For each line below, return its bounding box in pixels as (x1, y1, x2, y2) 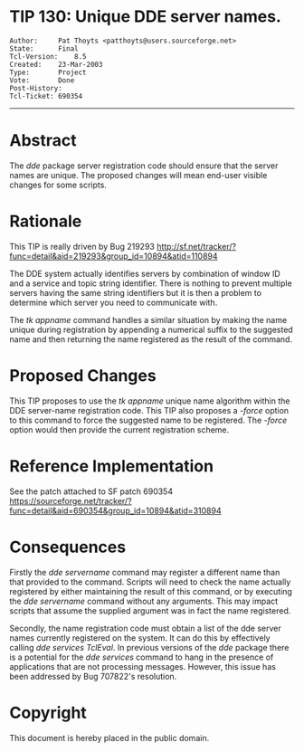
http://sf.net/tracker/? (157, 241, 237, 252)
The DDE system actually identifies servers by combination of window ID (9, 268, 280, 279)
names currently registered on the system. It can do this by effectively (9, 632, 271, 643)
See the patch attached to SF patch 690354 (9, 486, 174, 497)
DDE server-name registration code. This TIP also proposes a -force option (9, 405, 290, 415)
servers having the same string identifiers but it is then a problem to (9, 287, 262, 298)
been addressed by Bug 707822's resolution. (9, 671, 177, 681)
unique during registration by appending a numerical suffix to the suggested (9, 324, 294, 335)
